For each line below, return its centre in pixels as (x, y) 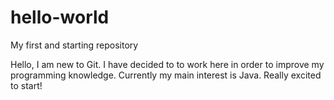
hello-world (60, 17)
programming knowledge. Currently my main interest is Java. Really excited (166, 75)
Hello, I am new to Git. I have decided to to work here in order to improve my (167, 64)
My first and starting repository (74, 45)
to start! (26, 85)
